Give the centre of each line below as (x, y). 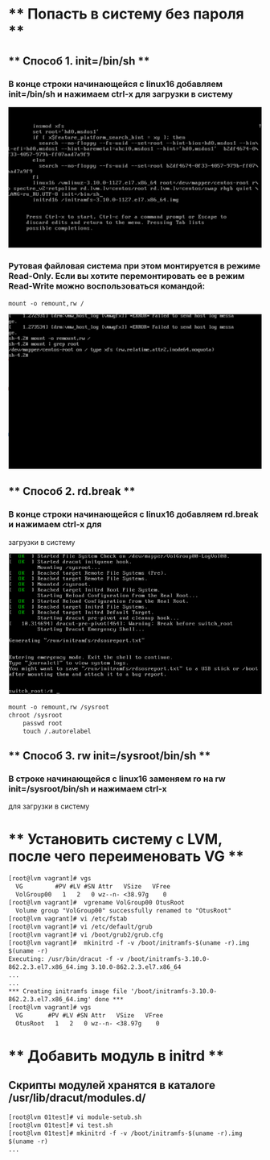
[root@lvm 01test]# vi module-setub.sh (75, 1117)
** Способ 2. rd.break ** (72, 491)
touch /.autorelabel (57, 731)
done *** (109, 1000)
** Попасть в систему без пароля (126, 14)
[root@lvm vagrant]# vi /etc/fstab (68, 919)
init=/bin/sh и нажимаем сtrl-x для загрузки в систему (121, 94)
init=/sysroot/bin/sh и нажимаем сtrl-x (88, 789)
